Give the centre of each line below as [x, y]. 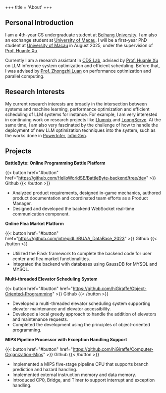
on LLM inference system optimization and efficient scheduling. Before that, [83, 65]
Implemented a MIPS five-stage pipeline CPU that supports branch [80, 364]
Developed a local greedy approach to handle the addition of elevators [84, 314]
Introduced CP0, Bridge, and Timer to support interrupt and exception [83, 380]
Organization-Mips [24, 355]
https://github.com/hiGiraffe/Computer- [113, 349]
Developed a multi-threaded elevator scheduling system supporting [81, 303]
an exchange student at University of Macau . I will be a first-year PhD [76, 40]
